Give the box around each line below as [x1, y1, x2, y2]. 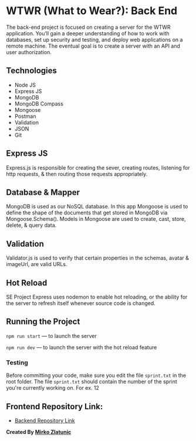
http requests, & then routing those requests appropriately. [6, 170, 148, 177]
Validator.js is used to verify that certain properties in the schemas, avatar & [6, 254, 189, 261]
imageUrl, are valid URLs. [6, 261, 67, 268]
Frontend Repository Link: [6, 402, 103, 412]
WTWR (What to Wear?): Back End [6, 4, 178, 18]
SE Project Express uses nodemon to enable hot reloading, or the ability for [6, 293, 188, 300]
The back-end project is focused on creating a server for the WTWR [6, 24, 171, 31]
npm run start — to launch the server [6, 332, 97, 339]
